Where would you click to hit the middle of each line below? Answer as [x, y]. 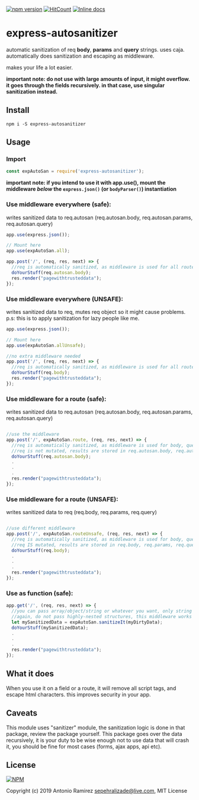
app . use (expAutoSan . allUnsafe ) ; [46, 345]
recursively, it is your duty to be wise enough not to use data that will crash [98, 740]
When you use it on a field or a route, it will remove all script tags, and [91, 688]
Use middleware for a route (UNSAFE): [62, 499]
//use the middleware [33, 434]
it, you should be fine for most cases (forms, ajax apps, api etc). [84, 747]
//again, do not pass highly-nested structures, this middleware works [102, 616]
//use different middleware [41, 528]
